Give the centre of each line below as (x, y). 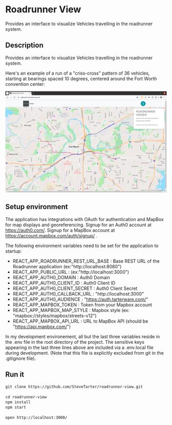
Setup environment (37, 207)
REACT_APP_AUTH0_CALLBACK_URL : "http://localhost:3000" (78, 293)
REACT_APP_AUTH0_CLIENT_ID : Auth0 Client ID (64, 283)
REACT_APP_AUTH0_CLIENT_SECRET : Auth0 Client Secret (75, 288)
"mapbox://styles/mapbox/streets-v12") (55, 316)
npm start (16, 408)
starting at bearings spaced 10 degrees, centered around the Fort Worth (81, 79)
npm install (18, 402)
